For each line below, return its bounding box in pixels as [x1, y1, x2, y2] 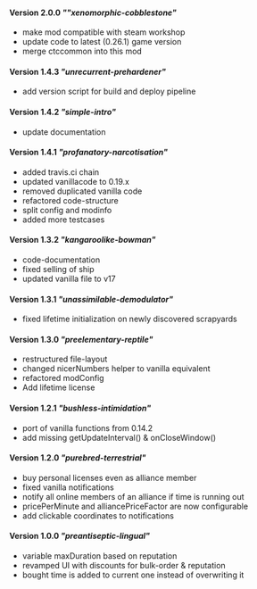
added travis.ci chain [21, 166, 100, 178]
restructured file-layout [21, 353, 108, 365]
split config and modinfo [21, 204, 112, 215]
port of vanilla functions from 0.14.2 [21, 422, 153, 433]
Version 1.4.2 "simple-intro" [9, 107, 116, 117]
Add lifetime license [21, 382, 95, 393]
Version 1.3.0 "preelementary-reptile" [9, 334, 153, 344]
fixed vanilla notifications [21, 482, 114, 493]
